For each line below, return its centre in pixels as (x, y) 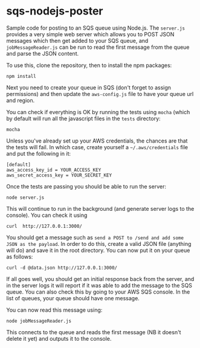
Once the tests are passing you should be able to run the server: (86, 186)
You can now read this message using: (54, 310)
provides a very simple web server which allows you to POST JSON (90, 34)
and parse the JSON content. (43, 53)
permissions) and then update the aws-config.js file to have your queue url (100, 94)
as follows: (20, 256)
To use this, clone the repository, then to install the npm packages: (89, 65)
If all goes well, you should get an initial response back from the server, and (100, 279)
